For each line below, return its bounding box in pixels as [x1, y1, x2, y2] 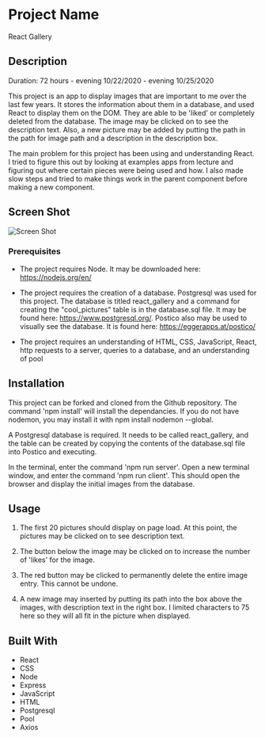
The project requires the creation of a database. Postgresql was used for [19, 288, 257, 297]
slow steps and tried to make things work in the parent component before [8, 174, 248, 183]
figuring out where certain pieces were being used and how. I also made [8, 165, 244, 175]
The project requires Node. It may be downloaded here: [19, 264, 201, 273]
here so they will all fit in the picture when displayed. [19, 611, 191, 621]
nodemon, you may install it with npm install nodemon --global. [8, 415, 214, 424]
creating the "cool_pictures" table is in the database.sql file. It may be [19, 304, 247, 314]
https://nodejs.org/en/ [19, 272, 93, 282]
